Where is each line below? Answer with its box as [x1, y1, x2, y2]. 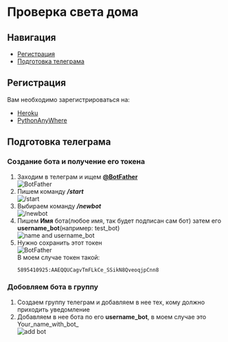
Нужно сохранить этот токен [16, 239, 102, 247]
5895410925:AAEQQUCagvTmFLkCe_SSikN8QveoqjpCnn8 [16, 266, 159, 273]
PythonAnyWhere [16, 116, 67, 124]
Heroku [16, 108, 38, 117]
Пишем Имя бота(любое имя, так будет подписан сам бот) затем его [16, 217, 222, 225]
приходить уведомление [16, 305, 91, 314]
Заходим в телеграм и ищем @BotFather [16, 172, 138, 181]
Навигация [7, 32, 56, 43]
